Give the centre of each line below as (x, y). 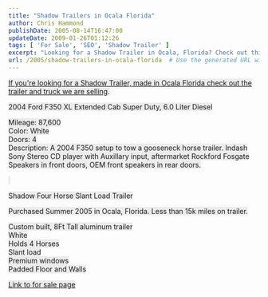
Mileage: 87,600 (35, 122)
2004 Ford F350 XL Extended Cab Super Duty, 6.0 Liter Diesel (110, 107)
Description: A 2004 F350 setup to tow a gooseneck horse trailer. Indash (128, 148)
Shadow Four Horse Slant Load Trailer (71, 196)
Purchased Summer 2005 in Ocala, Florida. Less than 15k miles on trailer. (128, 211)
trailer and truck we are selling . (59, 91)
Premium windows (39, 260)
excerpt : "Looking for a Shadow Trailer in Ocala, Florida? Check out (128, 53)
